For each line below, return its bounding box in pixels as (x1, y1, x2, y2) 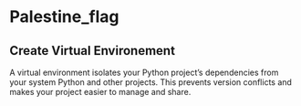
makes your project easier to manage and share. (9, 87, 192, 97)
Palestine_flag (9, 6, 119, 27)
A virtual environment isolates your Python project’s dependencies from (9, 67, 279, 78)
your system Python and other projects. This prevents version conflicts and (9, 77, 292, 88)
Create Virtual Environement (9, 43, 176, 58)
